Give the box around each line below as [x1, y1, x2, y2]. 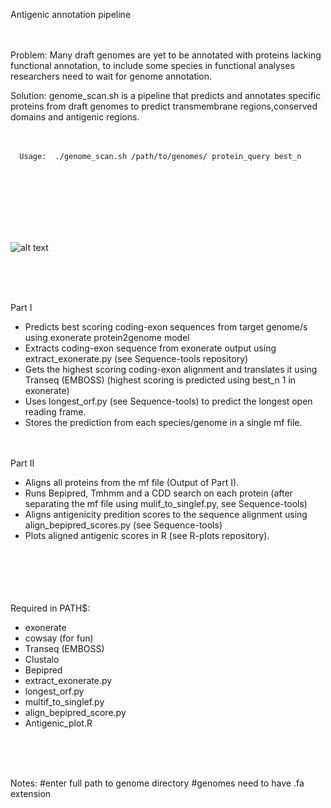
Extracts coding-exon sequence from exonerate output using [24, 342, 277, 354]
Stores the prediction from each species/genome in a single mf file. [24, 417, 303, 428]
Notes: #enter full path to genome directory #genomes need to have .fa [10, 777, 305, 789]
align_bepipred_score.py [24, 707, 127, 718]
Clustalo [24, 654, 60, 665]
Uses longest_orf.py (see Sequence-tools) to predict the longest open [24, 395, 313, 407]
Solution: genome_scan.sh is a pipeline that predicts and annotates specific [10, 90, 322, 101]
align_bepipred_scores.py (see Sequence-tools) [24, 519, 223, 531]
